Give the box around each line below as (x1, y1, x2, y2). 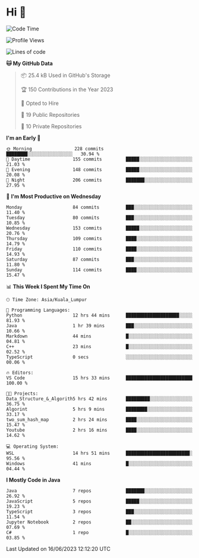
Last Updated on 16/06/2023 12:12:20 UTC (6, 545, 111, 552)
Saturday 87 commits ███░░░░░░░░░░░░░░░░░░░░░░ (6, 256, 193, 262)
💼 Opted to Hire (20, 100, 59, 107)
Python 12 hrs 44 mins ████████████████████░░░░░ (6, 312, 193, 318)
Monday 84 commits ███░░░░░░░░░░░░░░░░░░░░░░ (6, 204, 193, 210)
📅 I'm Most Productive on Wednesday (6, 193, 101, 200)
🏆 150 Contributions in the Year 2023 (20, 86, 113, 93)
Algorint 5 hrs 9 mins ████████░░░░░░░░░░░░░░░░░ (6, 406, 193, 412)
